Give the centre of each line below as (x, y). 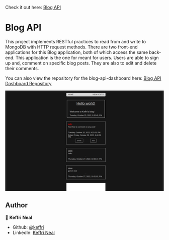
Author (16, 205)
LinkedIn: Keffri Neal (34, 232)
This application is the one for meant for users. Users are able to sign (87, 57)
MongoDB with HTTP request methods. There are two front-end (71, 47)
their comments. (22, 68)
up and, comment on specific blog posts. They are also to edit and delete (81, 63)
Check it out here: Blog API (33, 7)
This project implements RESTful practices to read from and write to (76, 41)
